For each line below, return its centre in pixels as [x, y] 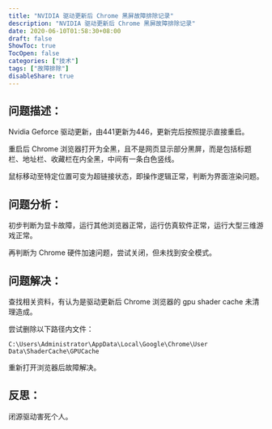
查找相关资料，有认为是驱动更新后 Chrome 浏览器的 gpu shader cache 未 [130, 302]
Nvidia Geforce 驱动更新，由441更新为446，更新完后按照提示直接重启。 [129, 132]
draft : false [30, 38]
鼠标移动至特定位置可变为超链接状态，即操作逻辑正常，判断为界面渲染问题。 [136, 176]
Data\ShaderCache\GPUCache [54, 352]
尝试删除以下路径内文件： [51, 329]
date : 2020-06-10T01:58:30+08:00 [65, 31]
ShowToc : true [32, 46]
